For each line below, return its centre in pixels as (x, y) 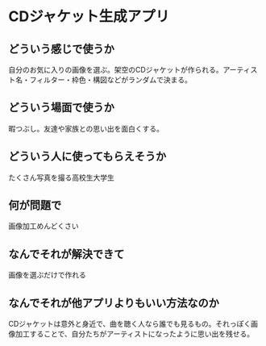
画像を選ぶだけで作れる (47, 275)
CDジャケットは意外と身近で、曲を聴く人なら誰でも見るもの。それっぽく (130, 324)
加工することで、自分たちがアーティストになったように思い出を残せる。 (135, 334)
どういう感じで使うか (61, 49)
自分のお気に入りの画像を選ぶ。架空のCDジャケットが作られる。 (116, 70)
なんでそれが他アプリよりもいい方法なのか (114, 303)
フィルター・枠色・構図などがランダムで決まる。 (110, 80)
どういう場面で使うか (61, 108)
